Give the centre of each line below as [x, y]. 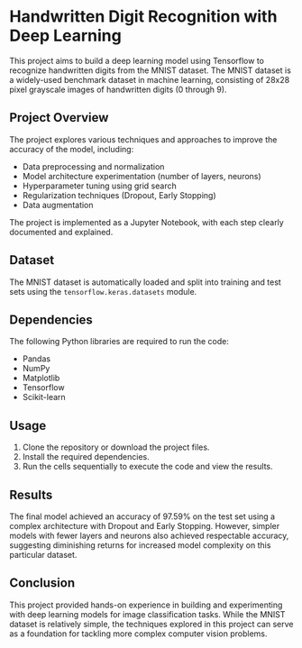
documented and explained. [61, 232]
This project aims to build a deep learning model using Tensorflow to [137, 60]
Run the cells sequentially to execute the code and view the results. [147, 467]
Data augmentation [58, 205]
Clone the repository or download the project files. [116, 447]
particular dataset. [43, 555]
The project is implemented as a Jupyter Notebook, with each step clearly [146, 222]
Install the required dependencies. [86, 457]
